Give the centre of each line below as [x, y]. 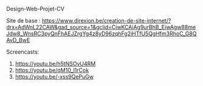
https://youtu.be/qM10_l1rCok [52, 70]
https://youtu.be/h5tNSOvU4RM [55, 64]
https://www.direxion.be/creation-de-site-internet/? [106, 20]
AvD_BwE [18, 40]
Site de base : [23, 20]
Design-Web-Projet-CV [36, 9]
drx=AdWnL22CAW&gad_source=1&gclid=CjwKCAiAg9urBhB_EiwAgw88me [101, 27]
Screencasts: [23, 52]
